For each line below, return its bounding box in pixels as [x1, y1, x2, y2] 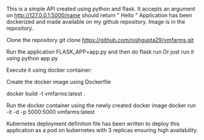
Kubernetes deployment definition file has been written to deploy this [6, 120, 180, 127]
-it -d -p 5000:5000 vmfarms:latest [6, 108, 95, 115]
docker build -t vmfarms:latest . [6, 90, 85, 97]
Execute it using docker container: [6, 66, 93, 74]
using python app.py [6, 55, 58, 61]
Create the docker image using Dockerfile [6, 79, 111, 85]
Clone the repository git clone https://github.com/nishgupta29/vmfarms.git [6, 37, 194, 43]
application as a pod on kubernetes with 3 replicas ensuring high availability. [6, 127, 199, 133]
